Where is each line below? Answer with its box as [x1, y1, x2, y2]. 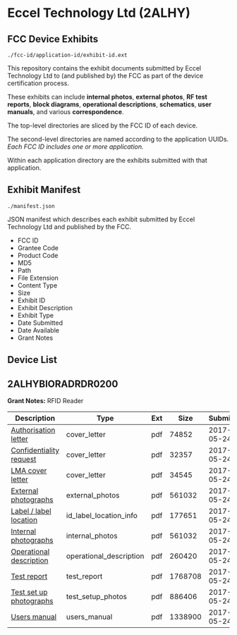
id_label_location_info [66, 511, 138, 521]
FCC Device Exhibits [7, 33, 99, 45]
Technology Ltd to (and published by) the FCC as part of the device [7, 72, 203, 80]
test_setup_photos [66, 592, 127, 602]
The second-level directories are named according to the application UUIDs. [7, 135, 229, 143]
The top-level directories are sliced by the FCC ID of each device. [7, 121, 198, 130]
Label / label [11, 506, 51, 516]
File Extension [17, 273, 59, 282]
